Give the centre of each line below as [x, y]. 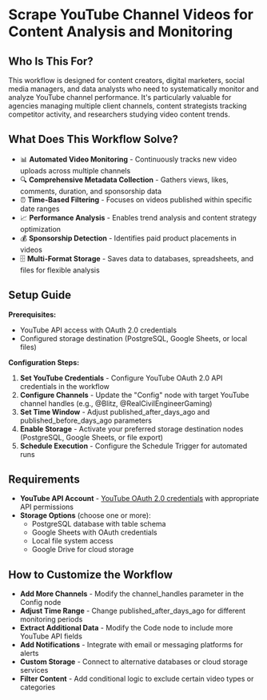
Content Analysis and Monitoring [121, 32]
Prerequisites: [32, 314]
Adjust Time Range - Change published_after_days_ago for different [133, 611]
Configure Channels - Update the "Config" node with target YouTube [134, 395]
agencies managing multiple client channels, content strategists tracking [128, 106]
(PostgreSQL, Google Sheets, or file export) [92, 437]
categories [38, 687]
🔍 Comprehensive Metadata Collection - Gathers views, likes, [124, 179]
